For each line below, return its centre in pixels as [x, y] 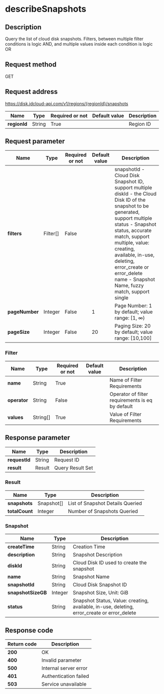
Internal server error [64, 668]
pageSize [19, 332]
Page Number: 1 [133, 306]
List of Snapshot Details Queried [105, 503]
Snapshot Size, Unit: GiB [101, 593]
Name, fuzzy [129, 286]
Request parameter [35, 141]
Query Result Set [74, 467]
